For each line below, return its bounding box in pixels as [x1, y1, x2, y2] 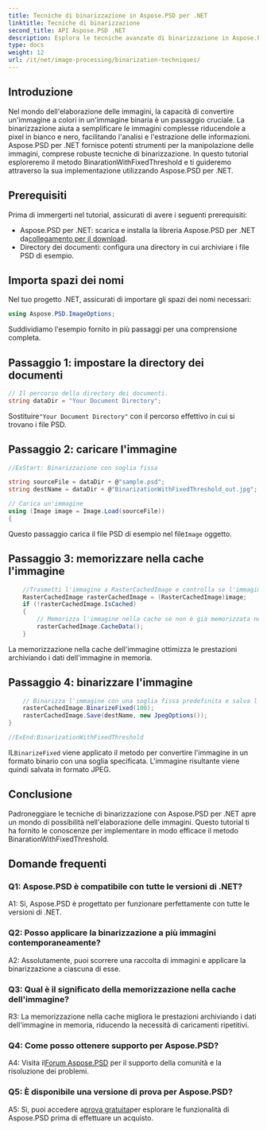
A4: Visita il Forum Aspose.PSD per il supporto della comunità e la [8, 1058, 222, 1068]
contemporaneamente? [8, 938, 101, 949]
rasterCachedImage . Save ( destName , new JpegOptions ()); [22, 712, 208, 720]
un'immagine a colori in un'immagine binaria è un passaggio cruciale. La [8, 115, 245, 124]
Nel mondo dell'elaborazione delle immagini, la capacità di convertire [8, 107, 234, 116]
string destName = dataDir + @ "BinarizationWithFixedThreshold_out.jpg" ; [8, 486, 258, 494]
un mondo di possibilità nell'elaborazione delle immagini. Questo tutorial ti [8, 817, 250, 827]
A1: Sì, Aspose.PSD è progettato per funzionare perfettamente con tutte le [8, 899, 250, 909]
